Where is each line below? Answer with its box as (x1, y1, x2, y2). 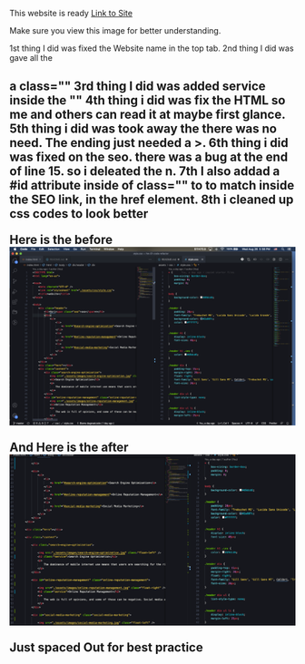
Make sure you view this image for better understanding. (9, 25, 221, 35)
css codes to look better (9, 206, 149, 221)
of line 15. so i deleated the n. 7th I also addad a (9, 163, 280, 180)
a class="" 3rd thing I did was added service (9, 79, 266, 94)
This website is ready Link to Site (9, 8, 133, 18)
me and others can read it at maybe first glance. (9, 107, 286, 122)
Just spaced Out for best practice (9, 640, 203, 656)
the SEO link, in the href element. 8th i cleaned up (9, 192, 294, 208)
